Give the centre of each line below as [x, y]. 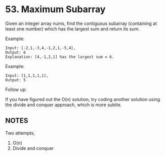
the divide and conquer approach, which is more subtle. [64, 105]
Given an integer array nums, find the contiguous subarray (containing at [81, 23]
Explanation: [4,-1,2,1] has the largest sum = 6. [60, 57]
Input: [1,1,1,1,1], [27, 75]
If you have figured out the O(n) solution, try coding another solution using [83, 99]
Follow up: [16, 89]
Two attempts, [20, 133]
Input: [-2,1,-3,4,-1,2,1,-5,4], [40, 48]
